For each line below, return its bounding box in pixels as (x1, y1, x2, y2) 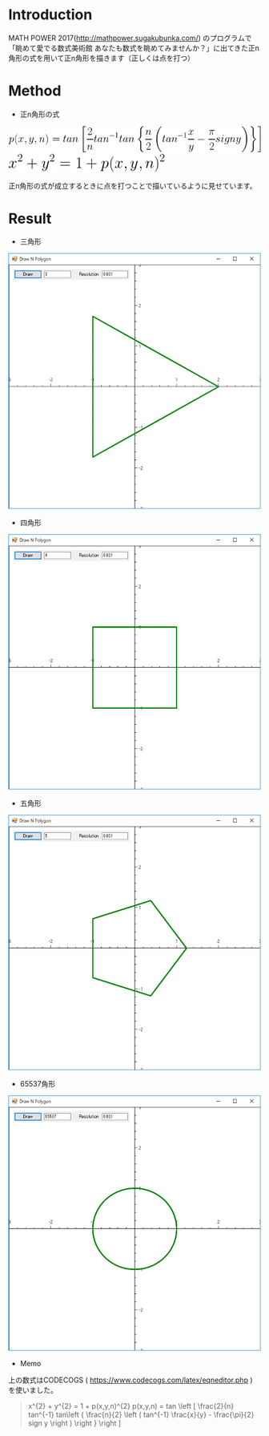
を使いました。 (8, 1385, 58, 1395)
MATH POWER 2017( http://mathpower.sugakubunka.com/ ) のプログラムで (8, 33, 252, 42)
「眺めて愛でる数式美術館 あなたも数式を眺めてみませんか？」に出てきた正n (8, 42, 260, 53)
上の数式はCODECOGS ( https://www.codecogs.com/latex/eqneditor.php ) (8, 1375, 254, 1385)
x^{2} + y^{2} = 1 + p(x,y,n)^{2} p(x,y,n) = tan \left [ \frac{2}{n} (27, 1402, 235, 1411)
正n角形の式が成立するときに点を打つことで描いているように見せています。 (8, 180, 258, 190)
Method (8, 82, 62, 100)
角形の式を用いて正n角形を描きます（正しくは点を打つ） (8, 53, 195, 63)
